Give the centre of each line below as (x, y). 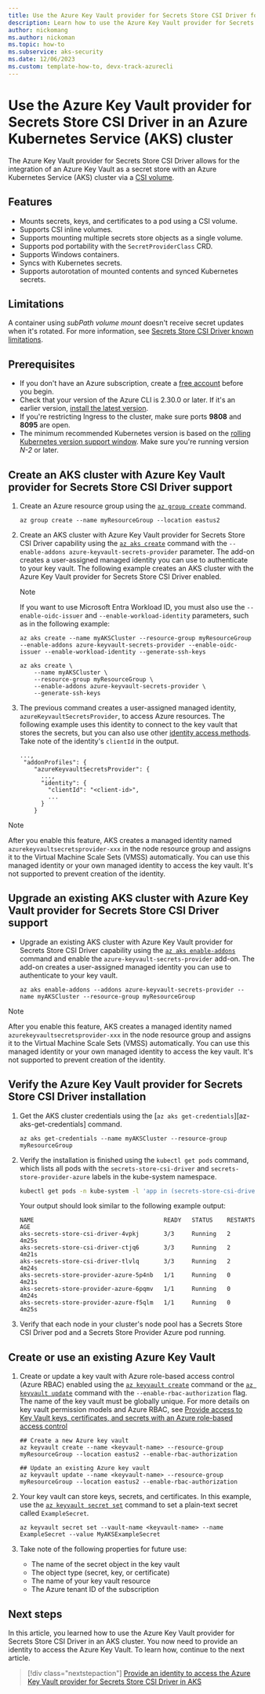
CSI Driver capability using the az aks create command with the (123, 543)
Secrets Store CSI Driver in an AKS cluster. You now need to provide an (123, 1641)
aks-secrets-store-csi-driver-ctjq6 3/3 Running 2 (125, 1248)
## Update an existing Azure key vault (85, 1468)
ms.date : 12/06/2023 (42, 60)
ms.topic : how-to (36, 45)
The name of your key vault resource (91, 1581)
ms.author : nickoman (42, 37)
